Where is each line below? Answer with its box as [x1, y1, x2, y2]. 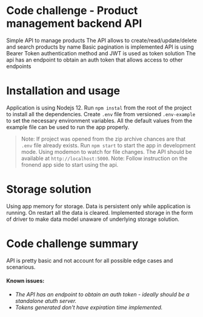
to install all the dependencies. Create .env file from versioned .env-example [6, 110, 196, 117]
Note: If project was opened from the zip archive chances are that [21, 135, 186, 142]
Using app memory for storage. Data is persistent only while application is [6, 202, 191, 210]
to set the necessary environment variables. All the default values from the [6, 117, 193, 124]
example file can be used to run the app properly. [6, 123, 130, 131]
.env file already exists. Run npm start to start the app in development [21, 141, 196, 149]
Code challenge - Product [6, 4, 138, 18]
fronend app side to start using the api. [21, 161, 119, 168]
